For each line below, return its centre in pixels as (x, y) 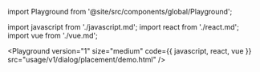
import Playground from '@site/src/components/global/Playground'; (120, 12)
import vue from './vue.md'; (53, 36)
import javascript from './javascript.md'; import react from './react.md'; (124, 27)
